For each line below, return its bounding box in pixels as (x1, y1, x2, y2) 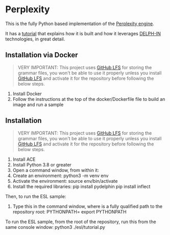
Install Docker (12, 91, 42, 97)
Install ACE (12, 156, 36, 162)
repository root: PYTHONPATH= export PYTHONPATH (12, 208, 127, 215)
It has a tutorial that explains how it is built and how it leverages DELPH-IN (5, 30, 161, 36)
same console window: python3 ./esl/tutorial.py (5, 224, 106, 230)
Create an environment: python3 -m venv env (12, 173, 109, 179)
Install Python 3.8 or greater (12, 161, 71, 167)
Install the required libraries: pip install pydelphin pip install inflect (12, 183, 151, 189)
